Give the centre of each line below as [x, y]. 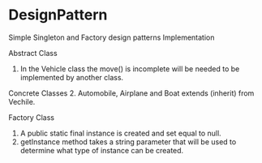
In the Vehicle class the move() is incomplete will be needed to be [130, 69]
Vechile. [22, 101]
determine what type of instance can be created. [102, 150]
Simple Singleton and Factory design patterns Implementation [112, 37]
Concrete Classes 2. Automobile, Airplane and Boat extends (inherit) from [131, 93]
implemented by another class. [72, 77]
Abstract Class [33, 53]
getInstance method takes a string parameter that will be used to [128, 142]
